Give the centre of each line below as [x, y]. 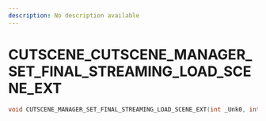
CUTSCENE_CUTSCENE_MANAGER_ [130, 54]
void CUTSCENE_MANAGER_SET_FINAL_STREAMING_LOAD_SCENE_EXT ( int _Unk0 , [127, 109]
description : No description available [74, 15]
